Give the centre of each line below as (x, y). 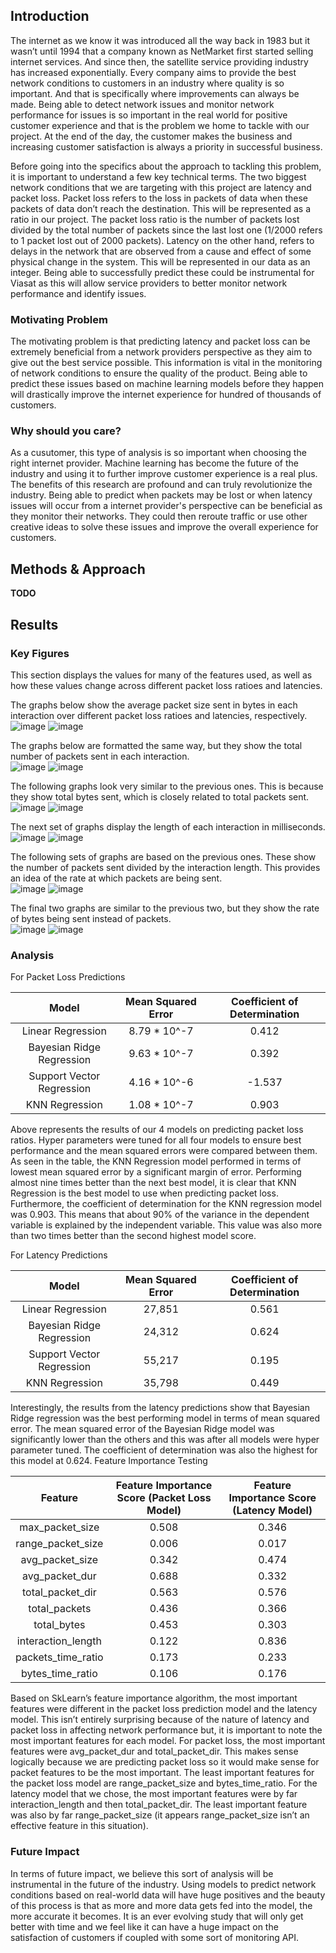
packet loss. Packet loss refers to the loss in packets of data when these (159, 198)
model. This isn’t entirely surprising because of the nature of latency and (160, 1720)
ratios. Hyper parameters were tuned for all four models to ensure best (156, 1140)
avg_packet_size (59, 1560)
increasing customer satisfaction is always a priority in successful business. (166, 146)
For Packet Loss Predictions (68, 977)
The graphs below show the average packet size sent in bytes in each (154, 705)
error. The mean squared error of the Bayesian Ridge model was (142, 1429)
